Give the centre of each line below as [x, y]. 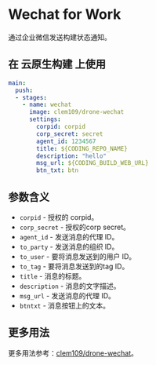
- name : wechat [47, 105]
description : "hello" [72, 156]
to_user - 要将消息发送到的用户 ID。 [78, 256]
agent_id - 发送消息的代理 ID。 [69, 236]
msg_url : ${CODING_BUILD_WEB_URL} [93, 163]
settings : [45, 119]
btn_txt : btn [58, 170]
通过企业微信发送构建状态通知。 [60, 37]
